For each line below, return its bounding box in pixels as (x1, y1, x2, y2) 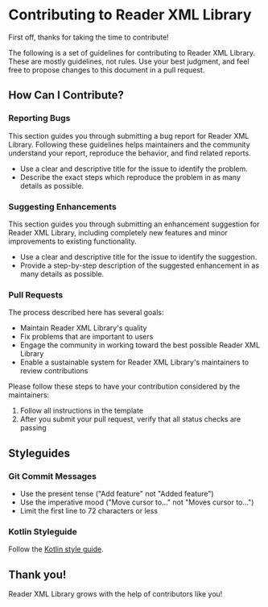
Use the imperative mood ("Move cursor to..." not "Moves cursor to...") (19, 497, 254, 507)
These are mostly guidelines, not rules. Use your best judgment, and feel (8, 56, 249, 66)
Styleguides (8, 446, 71, 460)
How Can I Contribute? (8, 89, 125, 102)
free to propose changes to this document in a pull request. (8, 64, 205, 74)
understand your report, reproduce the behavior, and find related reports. (8, 148, 251, 158)
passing (19, 423, 47, 433)
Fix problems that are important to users (19, 332, 154, 342)
